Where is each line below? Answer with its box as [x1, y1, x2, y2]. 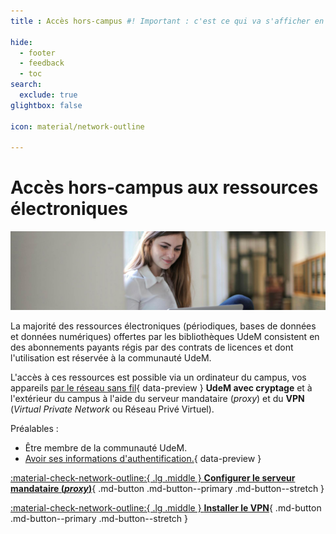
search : [10, 80, 43, 90]
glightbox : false [10, 100, 83, 110]
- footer [19, 48, 56, 58]
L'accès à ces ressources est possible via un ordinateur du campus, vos [10, 371, 307, 384]
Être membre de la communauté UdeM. [24, 442, 188, 454]
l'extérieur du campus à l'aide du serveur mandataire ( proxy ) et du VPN [10, 393, 305, 405]
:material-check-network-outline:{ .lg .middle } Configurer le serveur [10, 472, 296, 484]
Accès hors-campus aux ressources [10, 176, 319, 199]
